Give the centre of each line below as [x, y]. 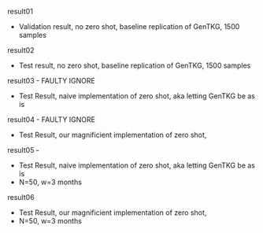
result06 [21, 197]
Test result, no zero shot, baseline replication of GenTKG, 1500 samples [135, 65]
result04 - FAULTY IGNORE [52, 120]
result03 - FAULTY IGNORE [51, 81]
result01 [20, 11]
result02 [21, 50]
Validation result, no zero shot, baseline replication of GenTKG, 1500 [129, 26]
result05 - [24, 150]
